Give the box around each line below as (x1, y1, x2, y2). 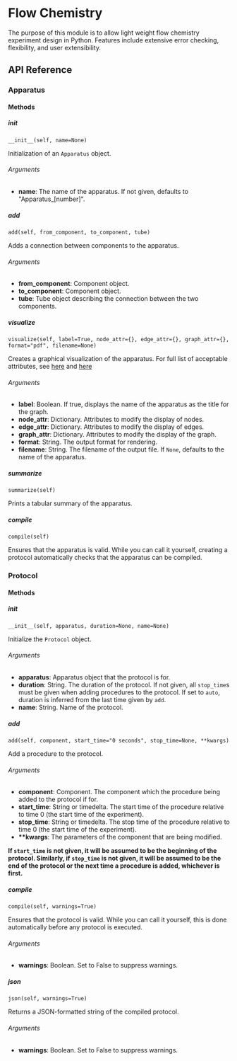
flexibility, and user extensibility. (8, 43, 102, 52)
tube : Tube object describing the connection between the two (18, 294, 199, 303)
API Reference (8, 64, 73, 76)
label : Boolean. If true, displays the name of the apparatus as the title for (18, 400, 229, 408)
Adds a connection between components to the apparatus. (8, 241, 179, 249)
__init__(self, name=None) (8, 137, 87, 144)
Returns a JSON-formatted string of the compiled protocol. (8, 1007, 179, 1016)
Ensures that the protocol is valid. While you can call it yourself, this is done (8, 915, 227, 924)
